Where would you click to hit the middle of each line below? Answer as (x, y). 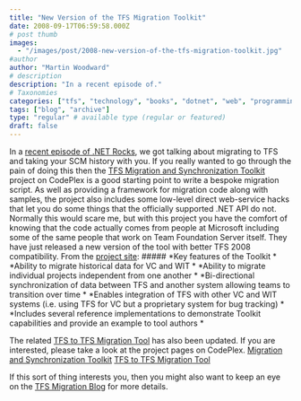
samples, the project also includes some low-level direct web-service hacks (150, 199)
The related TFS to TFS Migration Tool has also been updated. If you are (142, 340)
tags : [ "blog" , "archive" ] (60, 109)
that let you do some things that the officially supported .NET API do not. (143, 209)
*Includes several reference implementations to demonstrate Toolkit (135, 314)
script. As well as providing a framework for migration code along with (139, 190)
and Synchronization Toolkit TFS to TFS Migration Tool (110, 359)
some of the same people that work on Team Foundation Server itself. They (148, 237)
